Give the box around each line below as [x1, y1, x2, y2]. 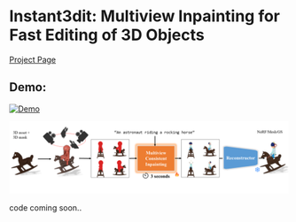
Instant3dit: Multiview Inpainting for [9, 6, 281, 27]
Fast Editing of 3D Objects [9, 25, 206, 45]
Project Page [9, 54, 56, 65]
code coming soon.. [9, 202, 82, 213]
